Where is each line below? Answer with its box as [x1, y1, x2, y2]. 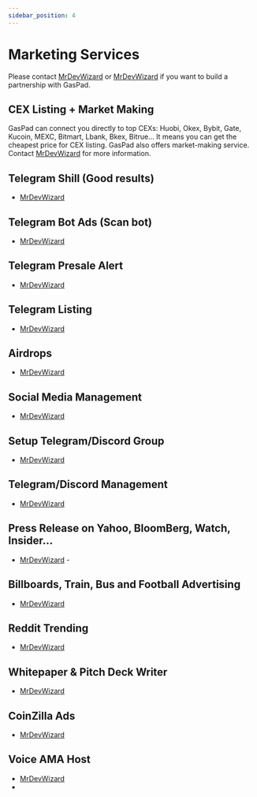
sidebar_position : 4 [8, 11, 76, 20]
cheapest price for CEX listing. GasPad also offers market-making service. [8, 140, 250, 150]
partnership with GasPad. [8, 80, 91, 89]
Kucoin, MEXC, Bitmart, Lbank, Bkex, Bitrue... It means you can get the [8, 132, 237, 142]
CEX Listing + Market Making [8, 102, 155, 116]
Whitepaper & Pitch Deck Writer [8, 665, 168, 679]
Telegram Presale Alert [8, 259, 124, 273]
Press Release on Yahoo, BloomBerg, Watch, [8, 522, 231, 535]
